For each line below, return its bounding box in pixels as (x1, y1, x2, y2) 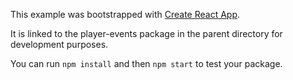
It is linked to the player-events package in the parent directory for (10, 28, 283, 39)
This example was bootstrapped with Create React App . (10, 9, 241, 20)
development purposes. (10, 39, 109, 50)
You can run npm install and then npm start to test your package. (10, 58, 283, 69)
